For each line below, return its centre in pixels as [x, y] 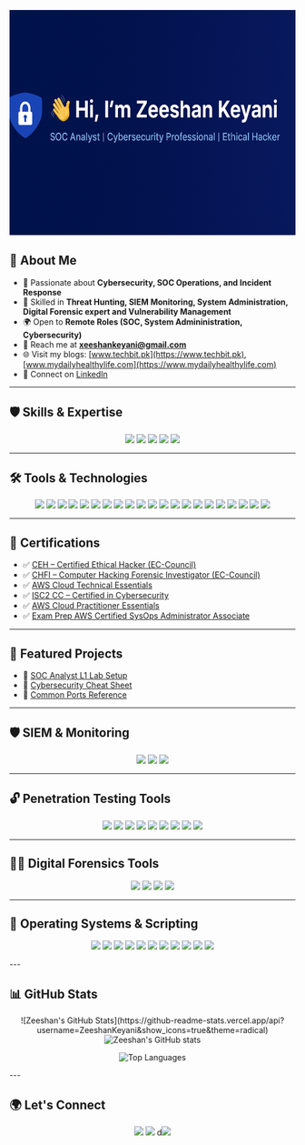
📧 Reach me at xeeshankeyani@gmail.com [104, 344]
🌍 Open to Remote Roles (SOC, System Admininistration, [133, 321]
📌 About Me [43, 261]
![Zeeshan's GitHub [57, 1020]
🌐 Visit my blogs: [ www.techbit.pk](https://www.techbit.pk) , [134, 354]
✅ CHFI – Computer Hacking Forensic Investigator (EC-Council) [141, 575]
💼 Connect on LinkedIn [65, 374]
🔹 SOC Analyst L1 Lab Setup [75, 676]
